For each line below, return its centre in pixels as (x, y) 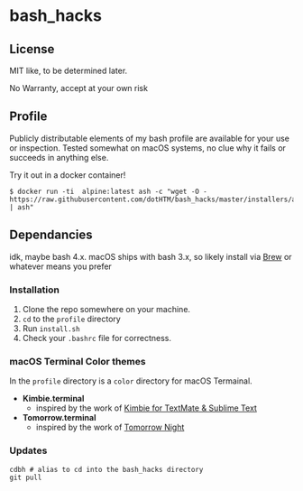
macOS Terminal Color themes (78, 361)
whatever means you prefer (61, 266)
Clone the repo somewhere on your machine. (106, 309)
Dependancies (51, 235)
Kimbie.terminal (53, 399)
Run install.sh (51, 328)
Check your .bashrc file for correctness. (96, 338)
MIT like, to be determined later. (69, 70)
